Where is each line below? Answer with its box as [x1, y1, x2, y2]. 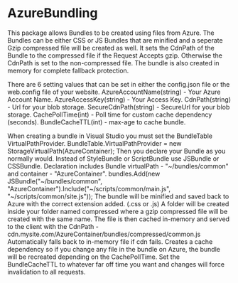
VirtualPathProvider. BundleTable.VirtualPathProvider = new [7, 139, 182, 147]
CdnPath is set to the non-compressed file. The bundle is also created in [7, 58, 220, 67]
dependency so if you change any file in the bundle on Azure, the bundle [7, 245, 220, 253]
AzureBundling [7, 5, 98, 21]
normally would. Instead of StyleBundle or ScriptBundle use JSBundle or [7, 154, 220, 163]
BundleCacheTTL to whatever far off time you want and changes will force [7, 260, 225, 268]
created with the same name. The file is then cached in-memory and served [7, 215, 229, 223]
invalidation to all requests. [7, 267, 86, 276]
